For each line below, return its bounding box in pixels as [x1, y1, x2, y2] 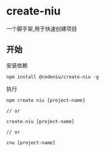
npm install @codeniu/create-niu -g [6, 74, 99, 80]
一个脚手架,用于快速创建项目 [6, 25, 78, 32]
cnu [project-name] [6, 139, 56, 146]
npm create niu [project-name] [6, 97, 86, 104]
